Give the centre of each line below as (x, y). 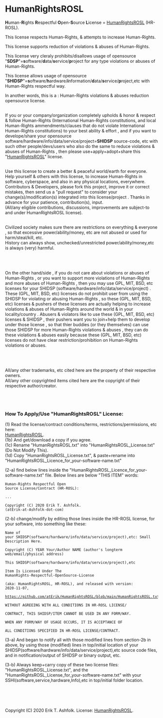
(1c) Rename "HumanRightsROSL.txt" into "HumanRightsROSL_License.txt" (80, 445)
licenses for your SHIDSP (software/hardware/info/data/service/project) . (78, 288)
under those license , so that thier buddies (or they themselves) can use (77, 324)
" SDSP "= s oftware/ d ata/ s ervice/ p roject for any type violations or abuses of (80, 61)
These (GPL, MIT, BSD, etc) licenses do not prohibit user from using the (76, 294)
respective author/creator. (31, 386)
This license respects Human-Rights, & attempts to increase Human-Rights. (81, 37)
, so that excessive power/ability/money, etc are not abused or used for (76, 232)
